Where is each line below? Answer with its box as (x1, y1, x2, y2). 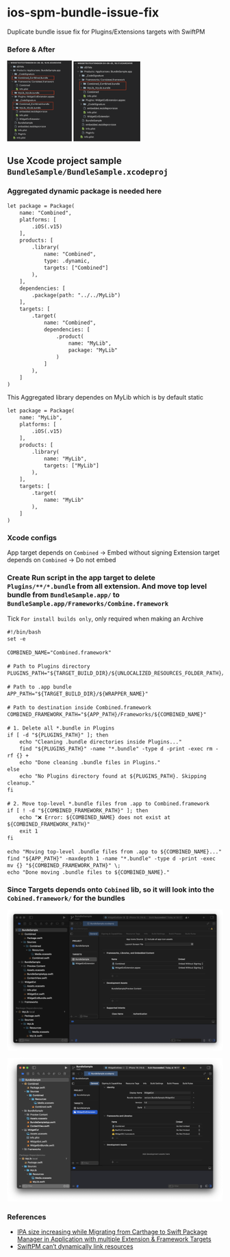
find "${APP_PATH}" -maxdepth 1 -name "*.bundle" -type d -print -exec (7, 855, 216, 862)
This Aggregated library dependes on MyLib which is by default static (7, 393, 204, 401)
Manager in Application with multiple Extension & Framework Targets (16, 1235, 212, 1243)
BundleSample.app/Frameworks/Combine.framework (7, 600, 169, 608)
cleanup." (7, 779, 36, 787)
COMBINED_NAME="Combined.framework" (7, 649, 112, 656)
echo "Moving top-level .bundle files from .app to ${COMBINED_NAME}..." (7, 848, 222, 855)
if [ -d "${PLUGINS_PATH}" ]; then (7, 731, 109, 739)
